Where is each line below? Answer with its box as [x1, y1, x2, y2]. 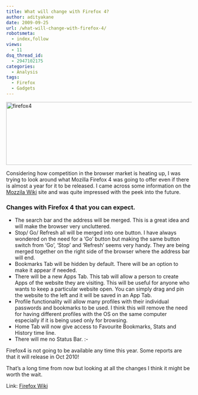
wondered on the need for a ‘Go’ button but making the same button [14, 235, 180, 242]
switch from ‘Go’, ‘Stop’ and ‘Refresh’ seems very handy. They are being [14, 242, 190, 249]
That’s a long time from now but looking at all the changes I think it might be [6, 365, 190, 372]
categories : [6, 63, 35, 70]
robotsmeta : [6, 31, 35, 37]
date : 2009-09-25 [6, 19, 49, 25]
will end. [14, 254, 35, 261]
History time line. [14, 330, 56, 337]
